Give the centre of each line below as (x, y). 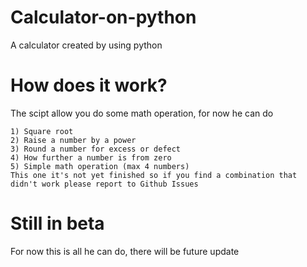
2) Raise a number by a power (73, 140)
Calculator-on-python (103, 17)
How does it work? (89, 85)
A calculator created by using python (86, 45)
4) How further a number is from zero (91, 157)
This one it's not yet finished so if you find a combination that (154, 175)
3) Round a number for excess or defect (96, 149)
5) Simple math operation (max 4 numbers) (100, 166)
